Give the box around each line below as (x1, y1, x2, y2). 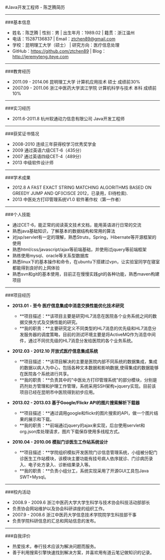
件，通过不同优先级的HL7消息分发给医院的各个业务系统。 (19, 338, 136, 343)
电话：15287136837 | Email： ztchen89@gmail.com (12, 36, 115, 42)
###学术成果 (5, 175, 31, 180)
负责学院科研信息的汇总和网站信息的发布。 (12, 518, 99, 524)
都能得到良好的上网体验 (12, 265, 60, 271)
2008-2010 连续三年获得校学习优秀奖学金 (12, 141, 97, 147)
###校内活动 (5, 489, 31, 495)
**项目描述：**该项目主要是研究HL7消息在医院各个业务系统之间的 (19, 313, 153, 319)
